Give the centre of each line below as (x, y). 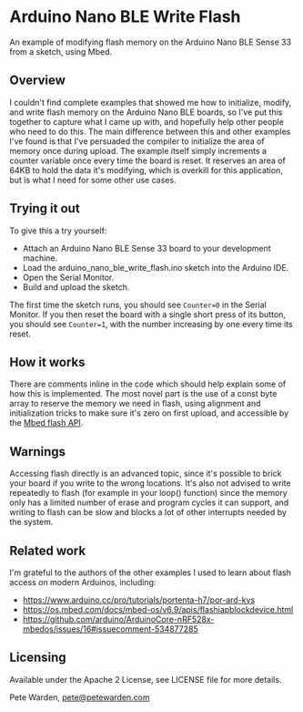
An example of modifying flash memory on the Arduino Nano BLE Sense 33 (151, 42)
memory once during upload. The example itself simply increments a (138, 150)
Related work (48, 550)
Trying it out (45, 208)
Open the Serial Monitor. (68, 277)
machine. (40, 258)
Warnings (38, 452)
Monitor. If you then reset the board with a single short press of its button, (148, 314)
